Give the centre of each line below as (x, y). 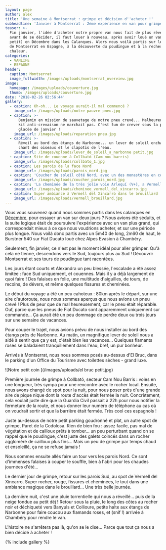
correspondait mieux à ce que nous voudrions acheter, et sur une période (80, 228)
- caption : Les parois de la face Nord (51, 166)
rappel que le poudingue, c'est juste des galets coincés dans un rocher (77, 436)
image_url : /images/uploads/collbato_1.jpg (60, 161)
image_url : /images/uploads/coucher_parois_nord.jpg (69, 180)
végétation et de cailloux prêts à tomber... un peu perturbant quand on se (80, 431)
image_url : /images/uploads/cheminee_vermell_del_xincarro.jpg (81, 189)
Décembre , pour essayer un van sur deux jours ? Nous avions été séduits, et (83, 218)
